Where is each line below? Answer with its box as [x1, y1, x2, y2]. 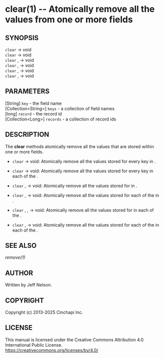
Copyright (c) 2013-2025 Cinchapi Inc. [5, 310, 83, 316]
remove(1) [5, 254, 26, 260]
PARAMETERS [5, 87, 50, 96]
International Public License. [5, 342, 63, 348]
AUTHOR [5, 269, 33, 277]
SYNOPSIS [5, 34, 39, 42]
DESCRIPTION [5, 130, 49, 139]
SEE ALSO [5, 241, 37, 250]
